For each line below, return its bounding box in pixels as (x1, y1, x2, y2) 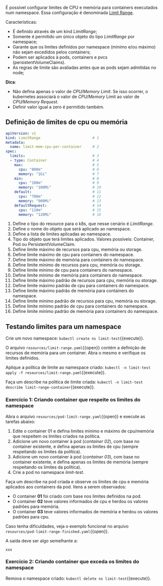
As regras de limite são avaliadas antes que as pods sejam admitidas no (12, 65, 157, 70)
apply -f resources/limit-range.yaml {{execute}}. (5, 370, 106, 375)
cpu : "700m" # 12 (18, 194, 101, 199)
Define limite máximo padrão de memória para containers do (12, 288, 134, 293)
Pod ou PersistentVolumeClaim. (12, 242, 76, 247)
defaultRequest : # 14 (14, 203, 101, 208)
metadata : (5, 140, 26, 145)
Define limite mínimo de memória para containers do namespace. (12, 272, 144, 278)
